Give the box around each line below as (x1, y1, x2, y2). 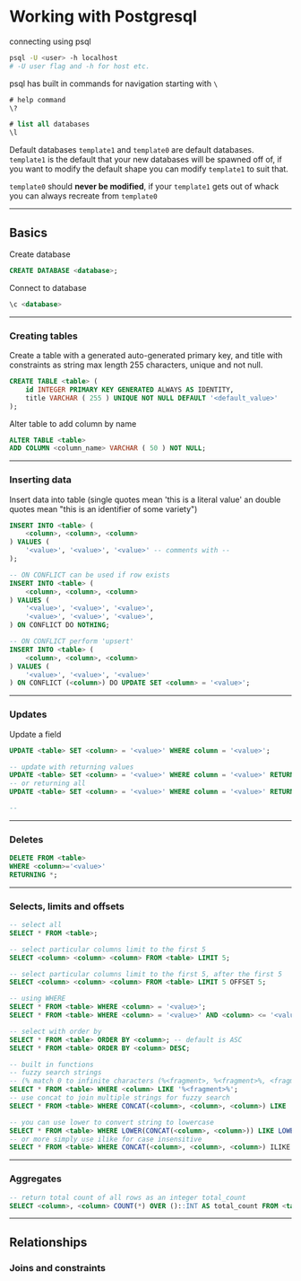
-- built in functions (9, 1060, 94, 1069)
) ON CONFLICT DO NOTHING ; (9, 621, 110, 630)
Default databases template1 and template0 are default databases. (9, 145, 254, 155)
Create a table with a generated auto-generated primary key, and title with (9, 350, 283, 361)
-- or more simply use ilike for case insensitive (9, 1135, 202, 1144)
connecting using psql (9, 36, 91, 47)
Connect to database (9, 282, 87, 293)
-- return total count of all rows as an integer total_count (9, 1193, 246, 1202)
